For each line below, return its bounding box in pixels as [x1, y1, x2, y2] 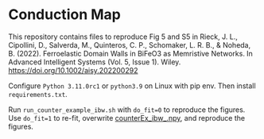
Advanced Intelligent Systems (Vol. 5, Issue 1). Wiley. [8, 57, 181, 67]
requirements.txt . [8, 89, 68, 98]
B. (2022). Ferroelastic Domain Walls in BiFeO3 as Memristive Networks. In [8, 48, 253, 58]
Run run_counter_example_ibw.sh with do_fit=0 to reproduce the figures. [8, 105, 246, 114]
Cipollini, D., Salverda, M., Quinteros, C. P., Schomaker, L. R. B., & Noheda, [8, 40, 251, 49]
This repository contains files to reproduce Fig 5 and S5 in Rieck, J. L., [8, 32, 239, 41]
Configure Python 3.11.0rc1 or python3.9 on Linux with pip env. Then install [8, 81, 256, 91]
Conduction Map [8, 6, 121, 24]
